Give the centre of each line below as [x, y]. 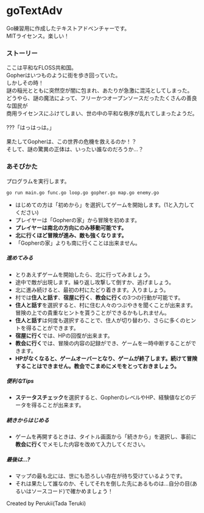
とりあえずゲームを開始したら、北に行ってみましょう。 [84, 274]
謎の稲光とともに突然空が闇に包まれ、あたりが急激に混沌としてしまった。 [100, 91]
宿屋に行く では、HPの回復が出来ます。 [64, 335]
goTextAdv [34, 11]
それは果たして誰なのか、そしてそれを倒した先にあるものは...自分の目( [104, 484]
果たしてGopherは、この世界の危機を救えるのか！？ [72, 142]
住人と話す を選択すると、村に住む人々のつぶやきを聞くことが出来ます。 [105, 305]
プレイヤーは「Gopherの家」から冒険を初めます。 [78, 220]
